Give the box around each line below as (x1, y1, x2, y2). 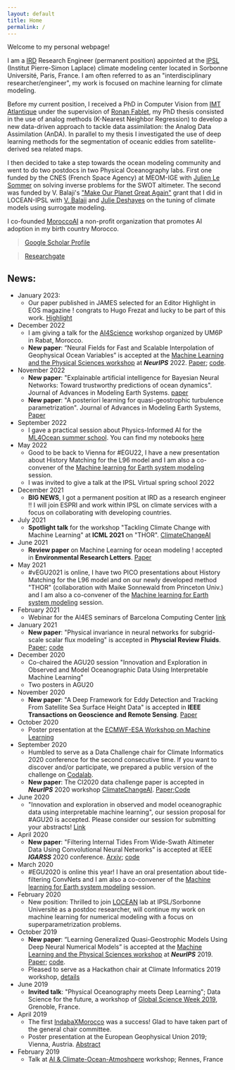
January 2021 (17, 621, 58, 629)
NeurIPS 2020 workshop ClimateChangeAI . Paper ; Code (27, 785, 191, 794)
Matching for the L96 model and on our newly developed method (27, 576, 217, 584)
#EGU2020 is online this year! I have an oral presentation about (27, 868, 212, 876)
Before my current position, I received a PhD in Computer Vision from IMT (7, 100, 222, 109)
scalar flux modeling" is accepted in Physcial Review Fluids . (45, 636, 222, 644)
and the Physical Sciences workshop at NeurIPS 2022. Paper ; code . (27, 359, 227, 367)
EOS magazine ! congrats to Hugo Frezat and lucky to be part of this (27, 306, 227, 314)
